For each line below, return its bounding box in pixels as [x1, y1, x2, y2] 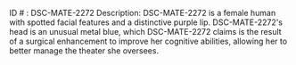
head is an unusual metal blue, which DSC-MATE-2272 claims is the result [9, 27, 283, 37]
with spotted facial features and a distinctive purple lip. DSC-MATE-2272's [9, 17, 284, 28]
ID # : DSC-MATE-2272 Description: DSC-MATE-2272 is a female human [9, 8, 276, 18]
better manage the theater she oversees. [9, 45, 159, 56]
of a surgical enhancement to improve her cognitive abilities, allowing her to [9, 36, 288, 46]
